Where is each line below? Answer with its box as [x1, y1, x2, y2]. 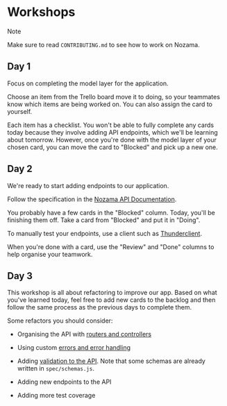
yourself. [7, 107, 33, 115]
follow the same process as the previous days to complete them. [7, 303, 192, 312]
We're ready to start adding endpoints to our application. [7, 181, 169, 189]
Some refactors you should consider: [7, 316, 113, 325]
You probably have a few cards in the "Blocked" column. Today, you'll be [7, 208, 215, 217]
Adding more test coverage [17, 391, 96, 400]
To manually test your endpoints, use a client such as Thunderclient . [7, 229, 203, 237]
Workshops [7, 4, 76, 20]
